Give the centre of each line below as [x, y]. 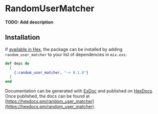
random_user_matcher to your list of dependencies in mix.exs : [66, 54]
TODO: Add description [29, 22]
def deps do [17, 63]
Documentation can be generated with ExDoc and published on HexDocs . [79, 91]
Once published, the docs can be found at [47, 96]
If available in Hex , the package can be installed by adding [64, 49]
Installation [23, 37]
